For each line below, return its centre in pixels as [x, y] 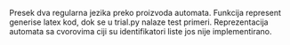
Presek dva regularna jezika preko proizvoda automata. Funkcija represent [145, 13]
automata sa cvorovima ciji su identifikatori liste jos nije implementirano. [141, 31]
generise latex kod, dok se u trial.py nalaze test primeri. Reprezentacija [139, 22]
